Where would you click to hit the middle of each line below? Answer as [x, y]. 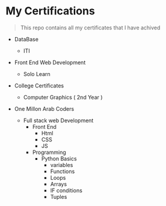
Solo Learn [37, 74]
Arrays [59, 184]
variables [62, 165]
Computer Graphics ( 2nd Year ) [63, 97]
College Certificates [39, 86]
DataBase [26, 39]
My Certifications [51, 11]
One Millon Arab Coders [44, 108]
